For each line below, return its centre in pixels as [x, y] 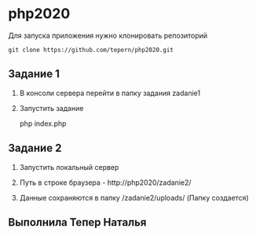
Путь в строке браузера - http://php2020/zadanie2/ [105, 183]
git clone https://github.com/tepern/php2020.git [91, 50]
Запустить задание [51, 108]
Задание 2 [35, 148]
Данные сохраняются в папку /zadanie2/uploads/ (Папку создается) [134, 197]
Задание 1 [34, 74]
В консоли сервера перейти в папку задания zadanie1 [110, 93]
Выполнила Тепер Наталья [77, 222]
